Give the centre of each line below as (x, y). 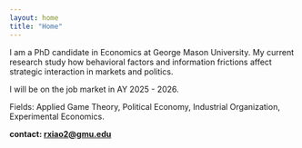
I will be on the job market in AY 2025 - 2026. (94, 89)
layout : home (34, 18)
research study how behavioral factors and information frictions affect (141, 62)
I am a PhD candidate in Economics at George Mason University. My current (151, 52)
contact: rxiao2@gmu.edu (60, 133)
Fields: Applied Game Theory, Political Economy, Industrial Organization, (145, 106)
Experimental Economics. (57, 116)
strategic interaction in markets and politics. (91, 71)
